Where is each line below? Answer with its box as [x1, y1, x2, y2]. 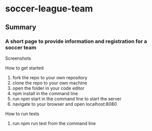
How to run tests [5, 111, 39, 117]
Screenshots [5, 55, 31, 61]
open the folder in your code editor [12, 85, 84, 91]
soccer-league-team [5, 3, 93, 14]
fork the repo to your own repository [12, 74, 87, 80]
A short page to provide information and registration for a [5, 38, 147, 45]
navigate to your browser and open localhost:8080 [12, 101, 117, 107]
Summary [5, 23, 36, 31]
